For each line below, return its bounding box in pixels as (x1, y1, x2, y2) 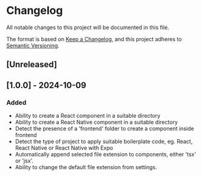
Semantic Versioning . (6, 42, 59, 49)
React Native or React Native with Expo (15, 144, 113, 152)
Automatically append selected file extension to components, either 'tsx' (15, 151, 197, 158)
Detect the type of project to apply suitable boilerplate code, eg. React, (15, 138, 193, 145)
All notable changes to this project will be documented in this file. (6, 24, 170, 31)
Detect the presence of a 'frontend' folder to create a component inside (15, 125, 194, 132)
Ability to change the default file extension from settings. (15, 164, 157, 171)
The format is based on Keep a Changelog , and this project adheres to (6, 35, 182, 42)
